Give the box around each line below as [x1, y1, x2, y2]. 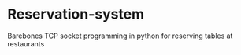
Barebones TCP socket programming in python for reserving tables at [7, 31, 233, 40]
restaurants [7, 39, 45, 48]
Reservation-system [7, 5, 145, 23]
